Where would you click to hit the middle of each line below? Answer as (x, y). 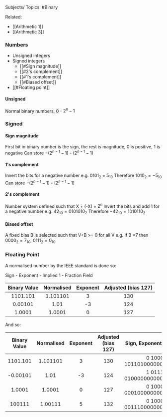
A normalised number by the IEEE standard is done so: (61, 265)
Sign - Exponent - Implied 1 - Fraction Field (49, 275)
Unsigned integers (31, 56)
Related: (14, 17)
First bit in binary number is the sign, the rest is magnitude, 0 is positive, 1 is (83, 147)
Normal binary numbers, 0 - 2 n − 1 (40, 110)
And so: (13, 325)
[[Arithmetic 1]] (28, 26)
